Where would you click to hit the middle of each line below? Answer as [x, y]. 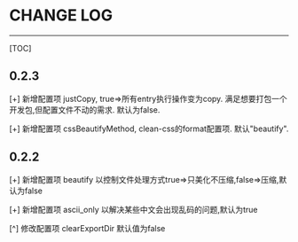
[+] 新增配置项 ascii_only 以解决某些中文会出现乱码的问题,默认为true [134, 209]
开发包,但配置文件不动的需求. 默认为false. [85, 109]
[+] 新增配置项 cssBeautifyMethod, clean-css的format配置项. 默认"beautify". [149, 129]
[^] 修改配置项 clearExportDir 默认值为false [87, 228]
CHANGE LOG [61, 16]
